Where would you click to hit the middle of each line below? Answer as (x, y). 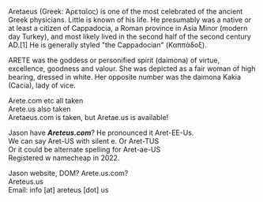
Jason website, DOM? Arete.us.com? (68, 173)
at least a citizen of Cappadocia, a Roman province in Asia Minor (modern (128, 28)
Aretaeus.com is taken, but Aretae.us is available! (88, 117)
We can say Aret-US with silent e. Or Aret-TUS (84, 141)
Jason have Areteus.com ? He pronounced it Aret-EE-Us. (101, 133)
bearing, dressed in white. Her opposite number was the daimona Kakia (125, 77)
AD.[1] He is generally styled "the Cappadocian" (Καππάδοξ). (108, 45)
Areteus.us (26, 181)
